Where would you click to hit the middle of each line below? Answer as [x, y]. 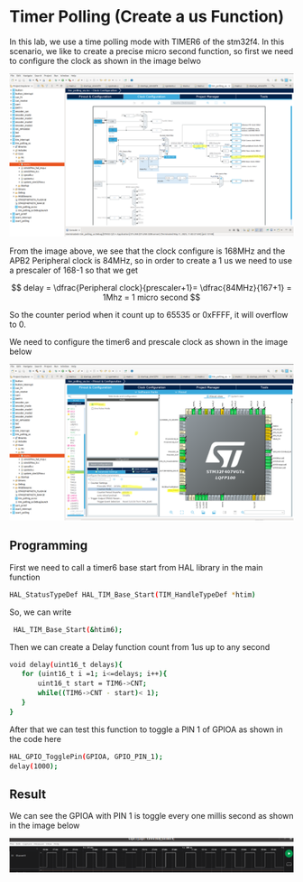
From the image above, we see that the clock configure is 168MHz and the [147, 251]
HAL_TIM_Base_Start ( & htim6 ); [68, 629]
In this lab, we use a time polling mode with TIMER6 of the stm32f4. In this [147, 42]
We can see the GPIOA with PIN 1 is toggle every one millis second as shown [151, 816]
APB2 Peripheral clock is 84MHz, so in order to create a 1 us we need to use [151, 261]
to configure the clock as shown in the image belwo [105, 60]
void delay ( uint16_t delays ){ [66, 664]
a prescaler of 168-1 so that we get [73, 270]
